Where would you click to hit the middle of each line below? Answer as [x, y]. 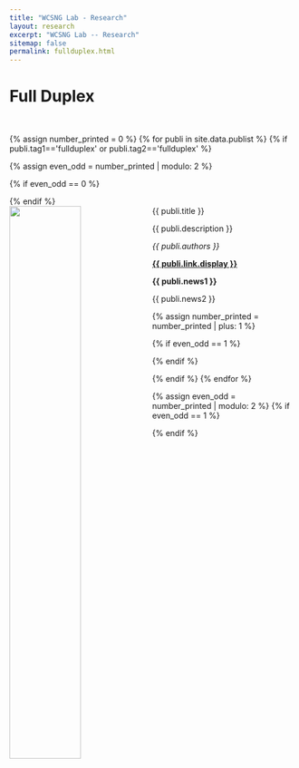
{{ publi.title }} [179, 211]
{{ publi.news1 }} [185, 281]
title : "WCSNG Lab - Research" [68, 18]
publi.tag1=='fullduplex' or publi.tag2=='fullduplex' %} [111, 149]
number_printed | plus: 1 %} [204, 326]
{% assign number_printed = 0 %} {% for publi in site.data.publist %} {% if [149, 139]
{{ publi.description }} [193, 228]
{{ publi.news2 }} [184, 299]
